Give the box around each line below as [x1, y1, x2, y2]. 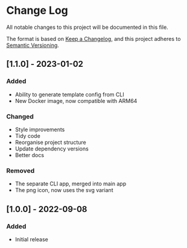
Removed [6, 166, 35, 175]
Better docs [14, 151, 44, 158]
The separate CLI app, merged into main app [14, 180, 127, 187]
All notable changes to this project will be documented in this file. [6, 23, 169, 31]
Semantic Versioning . [6, 42, 59, 49]
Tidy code [14, 132, 40, 139]
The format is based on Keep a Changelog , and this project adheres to [6, 35, 181, 42]
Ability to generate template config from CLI [14, 91, 125, 98]
